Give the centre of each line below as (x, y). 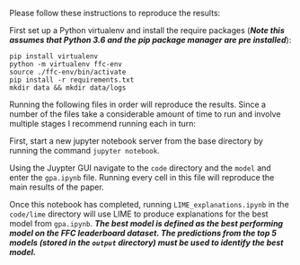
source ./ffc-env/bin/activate (68, 72)
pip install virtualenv (54, 57)
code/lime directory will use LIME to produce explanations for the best (139, 214)
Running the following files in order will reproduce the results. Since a (138, 104)
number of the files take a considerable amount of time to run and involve (145, 114)
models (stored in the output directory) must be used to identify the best (147, 243)
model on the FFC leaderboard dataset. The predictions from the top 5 (143, 233)
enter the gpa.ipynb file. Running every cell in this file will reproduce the (142, 177)
